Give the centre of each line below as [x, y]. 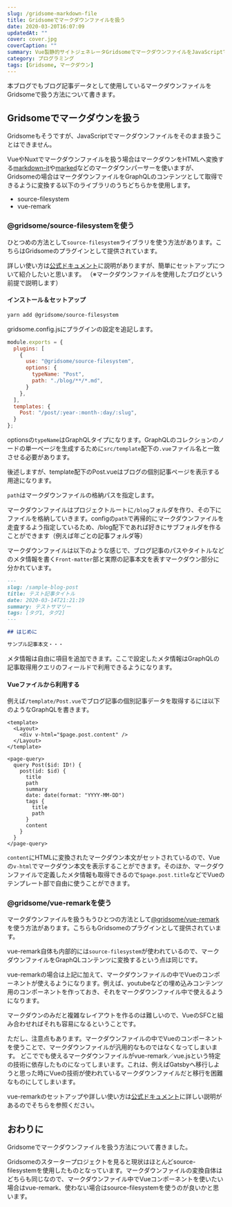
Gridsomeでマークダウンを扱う [74, 118]
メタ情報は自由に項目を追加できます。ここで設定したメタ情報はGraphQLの [113, 658]
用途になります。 [31, 481]
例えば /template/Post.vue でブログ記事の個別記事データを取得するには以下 [114, 701]
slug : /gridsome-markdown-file [52, 13]
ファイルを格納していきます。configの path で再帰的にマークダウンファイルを [116, 519]
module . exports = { [35, 342]
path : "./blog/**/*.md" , [68, 381]
